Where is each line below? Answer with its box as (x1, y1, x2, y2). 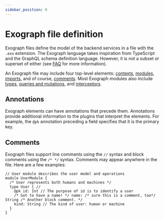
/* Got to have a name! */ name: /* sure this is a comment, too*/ (14, 193, 156, 198)
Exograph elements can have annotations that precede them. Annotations (5, 108, 155, 114)
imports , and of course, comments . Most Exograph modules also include (5, 75, 153, 82)
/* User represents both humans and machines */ (9, 180, 112, 185)
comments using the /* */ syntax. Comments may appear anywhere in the (5, 157, 158, 163)
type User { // (9, 184, 41, 189)
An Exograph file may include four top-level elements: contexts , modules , (5, 70, 155, 76)
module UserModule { (5, 176, 48, 181)
